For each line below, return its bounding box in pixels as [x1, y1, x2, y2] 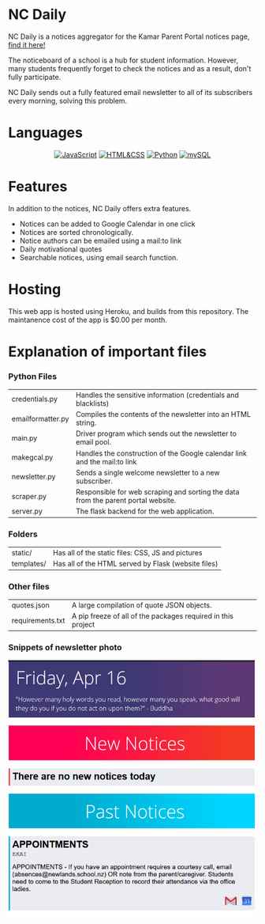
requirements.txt [11, 615, 65, 625]
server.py [11, 506, 43, 516]
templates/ [11, 559, 47, 569]
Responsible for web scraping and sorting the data [76, 487, 240, 497]
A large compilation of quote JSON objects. [72, 600, 212, 610]
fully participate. [8, 72, 62, 81]
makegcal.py [11, 453, 54, 462]
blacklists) [76, 398, 110, 408]
